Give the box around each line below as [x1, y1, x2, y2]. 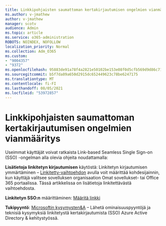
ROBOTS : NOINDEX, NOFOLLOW [5, 40, 61, 45]
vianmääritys [5, 133, 61, 144]
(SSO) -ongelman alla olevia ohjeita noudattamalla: [5, 154, 108, 160]
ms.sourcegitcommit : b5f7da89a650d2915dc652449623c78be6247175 [5, 72, 138, 77]
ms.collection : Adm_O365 [5, 49, 56, 54]
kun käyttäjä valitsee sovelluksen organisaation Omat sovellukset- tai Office [5, 175, 159, 181]
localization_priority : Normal [5, 44, 70, 49]
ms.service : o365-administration [5, 35, 74, 40]
